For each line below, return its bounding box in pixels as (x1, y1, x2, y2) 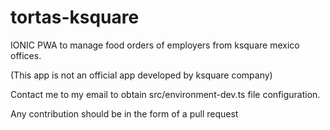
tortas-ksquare (10, 6, 140, 29)
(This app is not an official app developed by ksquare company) (10, 69, 273, 81)
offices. (10, 49, 42, 61)
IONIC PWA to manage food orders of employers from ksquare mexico (10, 39, 300, 51)
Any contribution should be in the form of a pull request (10, 107, 239, 120)
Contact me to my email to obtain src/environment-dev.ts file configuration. (10, 88, 321, 100)
